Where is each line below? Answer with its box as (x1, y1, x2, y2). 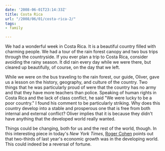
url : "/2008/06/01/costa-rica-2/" (5, 16, 76, 21)
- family (5, 26, 23, 31)
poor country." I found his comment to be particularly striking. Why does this (5, 100, 161, 106)
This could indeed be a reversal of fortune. (5, 141, 92, 147)
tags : (5, 21, 16, 26)
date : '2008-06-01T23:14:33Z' (5, 7, 67, 12)
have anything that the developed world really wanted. (5, 116, 116, 122)
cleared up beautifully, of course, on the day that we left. (5, 65, 120, 71)
